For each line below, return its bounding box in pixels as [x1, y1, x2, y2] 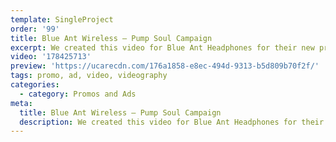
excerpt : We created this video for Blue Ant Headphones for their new [10, 42, 315, 53]
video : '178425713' [10, 52, 92, 62]
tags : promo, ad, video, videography [10, 71, 168, 81]
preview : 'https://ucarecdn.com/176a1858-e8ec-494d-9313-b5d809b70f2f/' [10, 61, 320, 71]
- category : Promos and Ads [19, 89, 137, 99]
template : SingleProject [10, 14, 114, 25]
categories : [10, 80, 60, 90]
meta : [10, 98, 33, 108]
